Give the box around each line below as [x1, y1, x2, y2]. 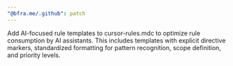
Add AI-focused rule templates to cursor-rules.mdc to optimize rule [7, 29, 201, 37]
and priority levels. [7, 51, 61, 59]
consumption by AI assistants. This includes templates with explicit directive [7, 36, 226, 45]
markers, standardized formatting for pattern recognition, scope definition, [7, 43, 222, 52]
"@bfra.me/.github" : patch [7, 10, 86, 17]
